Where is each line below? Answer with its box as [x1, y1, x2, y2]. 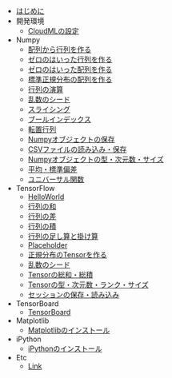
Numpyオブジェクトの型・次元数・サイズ [27, 154, 164, 164]
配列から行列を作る [27, 45, 92, 54]
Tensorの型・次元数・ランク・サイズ [27, 280, 150, 289]
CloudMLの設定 [27, 26, 80, 35]
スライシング [27, 105, 70, 113]
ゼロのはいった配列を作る [27, 65, 113, 74]
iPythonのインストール [27, 344, 102, 353]
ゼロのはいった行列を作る [27, 54, 113, 64]
